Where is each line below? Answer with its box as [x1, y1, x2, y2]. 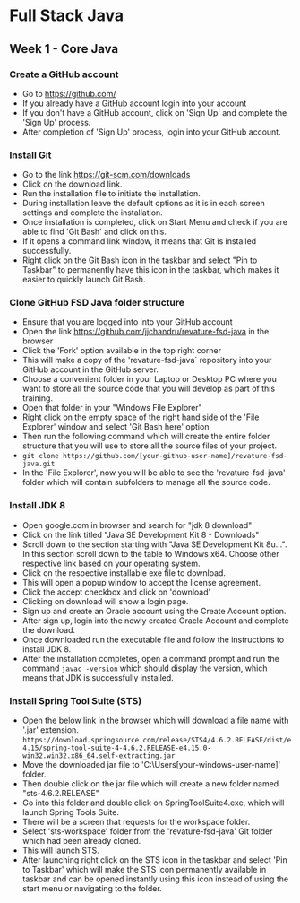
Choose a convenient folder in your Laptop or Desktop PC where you [21, 374, 278, 385]
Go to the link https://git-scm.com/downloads [21, 169, 191, 180]
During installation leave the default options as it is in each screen [21, 198, 266, 209]
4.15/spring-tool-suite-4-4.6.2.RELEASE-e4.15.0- [21, 743, 212, 753]
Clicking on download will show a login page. [21, 595, 189, 606]
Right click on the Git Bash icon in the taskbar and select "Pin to [21, 255, 258, 265]
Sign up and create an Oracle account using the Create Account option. [21, 605, 287, 616]
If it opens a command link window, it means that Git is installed [21, 236, 257, 247]
